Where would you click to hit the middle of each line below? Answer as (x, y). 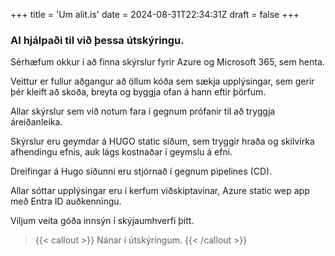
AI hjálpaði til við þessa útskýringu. (97, 40)
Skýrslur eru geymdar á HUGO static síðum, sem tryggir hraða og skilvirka (162, 141)
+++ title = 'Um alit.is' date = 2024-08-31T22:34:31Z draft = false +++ (155, 14)
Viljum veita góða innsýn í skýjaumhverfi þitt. (102, 221)
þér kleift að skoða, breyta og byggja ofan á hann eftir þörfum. (138, 92)
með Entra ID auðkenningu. (66, 201)
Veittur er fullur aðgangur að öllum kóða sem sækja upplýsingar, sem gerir (162, 81)
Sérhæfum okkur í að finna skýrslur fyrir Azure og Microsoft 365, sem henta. (167, 62)
